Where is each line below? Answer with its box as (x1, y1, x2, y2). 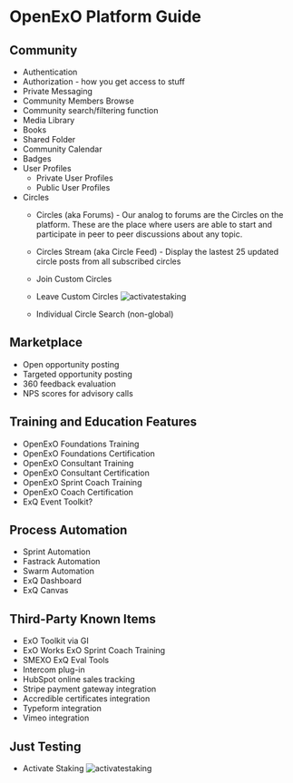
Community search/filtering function (22, 105, 159, 115)
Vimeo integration (22, 712, 90, 723)
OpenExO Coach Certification (22, 486, 134, 497)
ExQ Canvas (22, 585, 69, 596)
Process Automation (9, 523, 128, 538)
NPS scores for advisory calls (22, 387, 133, 398)
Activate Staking (22, 763, 84, 774)
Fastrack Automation (22, 556, 101, 567)
